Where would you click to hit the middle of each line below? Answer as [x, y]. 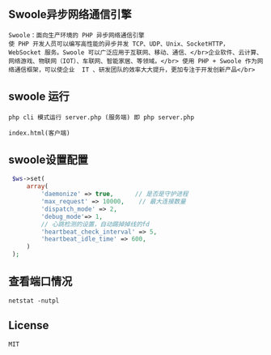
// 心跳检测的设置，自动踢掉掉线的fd [95, 224]
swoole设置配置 [49, 160]
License [29, 325]
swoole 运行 [39, 97]
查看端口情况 [40, 282]
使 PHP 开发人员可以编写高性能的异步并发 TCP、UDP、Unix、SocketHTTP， [119, 44]
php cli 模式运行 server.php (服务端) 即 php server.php [102, 117]
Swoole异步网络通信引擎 [70, 15]
